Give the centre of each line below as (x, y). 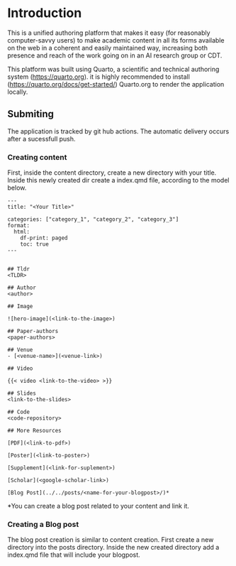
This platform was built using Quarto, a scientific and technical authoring (113, 69)
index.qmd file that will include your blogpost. (74, 555)
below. (17, 188)
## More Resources (34, 431)
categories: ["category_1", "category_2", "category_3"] (93, 219)
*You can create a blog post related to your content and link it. (99, 506)
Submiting (31, 114)
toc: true (35, 244)
